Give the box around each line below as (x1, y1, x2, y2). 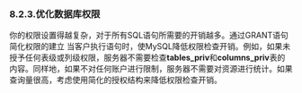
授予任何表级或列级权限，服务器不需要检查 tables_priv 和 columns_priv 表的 (9, 52, 286, 63)
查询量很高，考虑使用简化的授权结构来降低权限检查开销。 (9, 74, 222, 86)
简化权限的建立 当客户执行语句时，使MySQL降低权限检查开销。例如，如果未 (9, 41, 291, 52)
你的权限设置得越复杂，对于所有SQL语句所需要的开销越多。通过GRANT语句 (9, 30, 289, 41)
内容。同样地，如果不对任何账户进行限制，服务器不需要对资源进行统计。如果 (9, 63, 293, 74)
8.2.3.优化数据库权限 (9, 7, 101, 20)
